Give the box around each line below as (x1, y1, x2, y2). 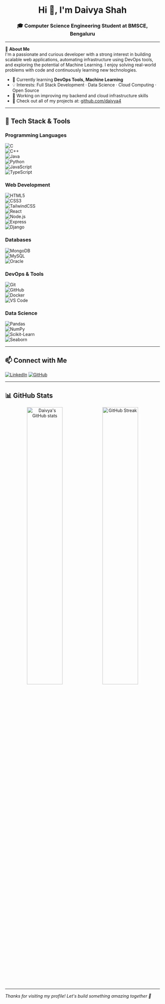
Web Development (5, 182, 51, 188)
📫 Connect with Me (5, 356, 67, 365)
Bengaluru (69, 31, 96, 37)
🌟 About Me (5, 46, 30, 52)
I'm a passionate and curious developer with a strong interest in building (5, 51, 151, 57)
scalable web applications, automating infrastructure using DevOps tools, (5, 57, 154, 63)
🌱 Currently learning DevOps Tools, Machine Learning (12, 76, 124, 83)
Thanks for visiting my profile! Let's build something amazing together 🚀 (5, 993, 152, 999)
